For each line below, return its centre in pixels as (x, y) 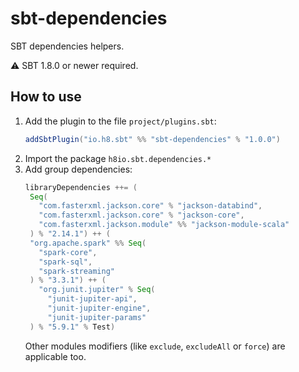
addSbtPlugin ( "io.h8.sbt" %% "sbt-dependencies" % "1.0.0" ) (152, 139)
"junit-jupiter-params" (97, 317)
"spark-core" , (68, 252)
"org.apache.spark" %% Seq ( (88, 243)
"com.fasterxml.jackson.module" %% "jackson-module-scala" (164, 225)
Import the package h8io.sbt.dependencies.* (118, 158)
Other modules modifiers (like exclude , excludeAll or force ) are (155, 346)
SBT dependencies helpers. (67, 46)
